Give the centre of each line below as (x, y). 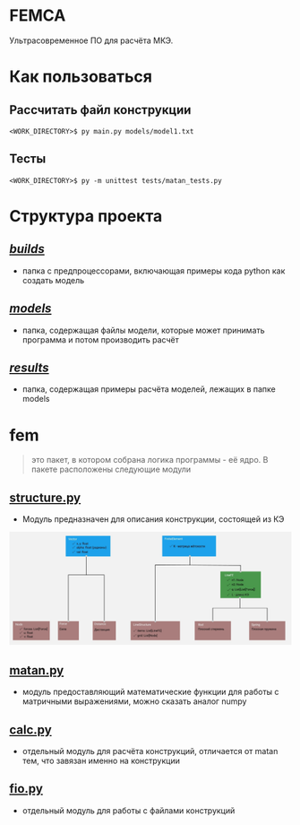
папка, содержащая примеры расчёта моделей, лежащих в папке (149, 389)
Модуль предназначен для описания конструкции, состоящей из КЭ (153, 519)
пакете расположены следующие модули (111, 469)
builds (27, 249)
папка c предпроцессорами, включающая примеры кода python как (154, 271)
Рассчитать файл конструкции (100, 110)
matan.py (37, 670)
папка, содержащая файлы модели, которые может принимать (144, 330)
